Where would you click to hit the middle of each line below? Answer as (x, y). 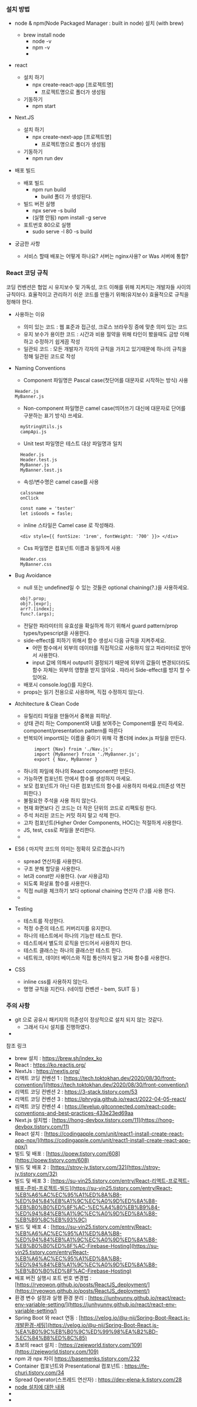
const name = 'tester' (48, 508)
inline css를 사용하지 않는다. (56, 981)
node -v (42, 41)
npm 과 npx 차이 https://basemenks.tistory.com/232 (77, 1358)
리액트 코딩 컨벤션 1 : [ (40, 1078)
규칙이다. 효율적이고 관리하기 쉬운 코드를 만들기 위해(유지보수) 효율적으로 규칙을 (98, 294)
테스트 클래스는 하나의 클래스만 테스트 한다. (73, 950)
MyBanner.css (36, 564)
